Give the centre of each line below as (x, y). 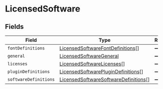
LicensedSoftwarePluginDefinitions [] (101, 72)
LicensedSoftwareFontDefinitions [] (99, 48)
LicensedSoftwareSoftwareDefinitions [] (105, 79)
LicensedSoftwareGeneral (89, 56)
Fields (15, 27)
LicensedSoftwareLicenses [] (92, 64)
